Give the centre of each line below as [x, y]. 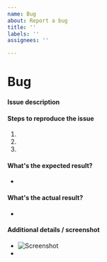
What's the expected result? [50, 165]
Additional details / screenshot [54, 230]
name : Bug [22, 14]
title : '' [22, 27]
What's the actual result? [45, 197]
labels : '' [23, 34]
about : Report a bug [38, 21]
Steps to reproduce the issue [51, 118]
